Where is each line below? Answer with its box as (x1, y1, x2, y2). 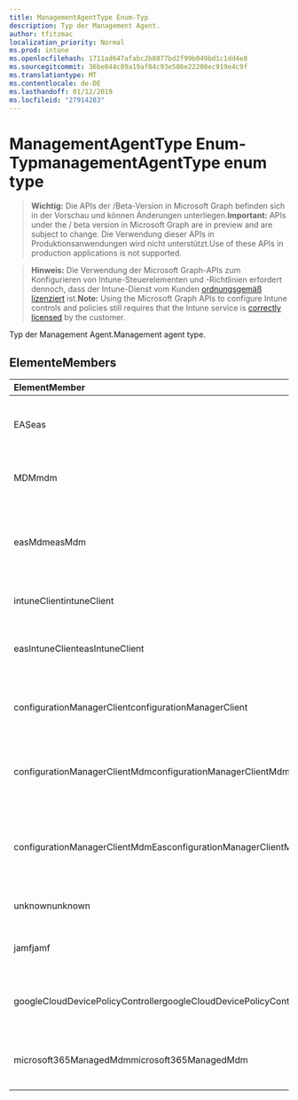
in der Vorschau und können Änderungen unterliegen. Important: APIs (30, 210, 286, 221)
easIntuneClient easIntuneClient (13, 642, 145, 655)
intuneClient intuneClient (13, 595, 114, 608)
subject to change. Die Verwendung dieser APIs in (30, 229, 215, 240)
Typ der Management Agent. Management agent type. (9, 329, 206, 340)
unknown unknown (13, 900, 90, 912)
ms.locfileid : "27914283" (9, 95, 105, 105)
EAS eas (13, 419, 46, 431)
